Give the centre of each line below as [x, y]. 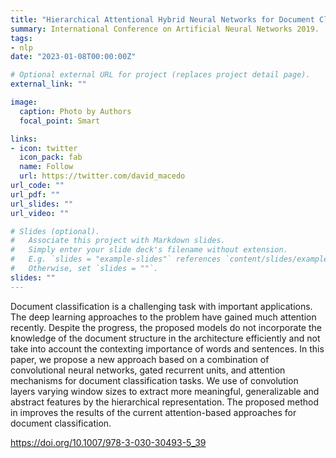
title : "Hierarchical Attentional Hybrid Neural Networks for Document [162, 19]
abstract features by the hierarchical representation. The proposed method [165, 402]
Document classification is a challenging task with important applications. [161, 306]
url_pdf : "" [35, 194]
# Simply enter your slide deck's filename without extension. [149, 250]
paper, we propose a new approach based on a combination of [140, 359]
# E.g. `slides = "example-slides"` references [116, 259]
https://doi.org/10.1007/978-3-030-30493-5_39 [108, 442]
